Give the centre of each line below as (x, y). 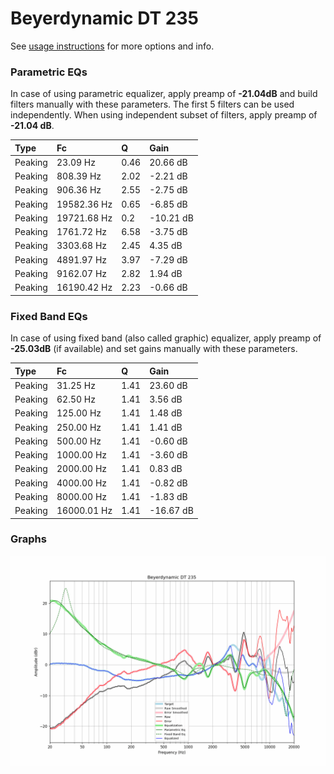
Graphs (28, 539)
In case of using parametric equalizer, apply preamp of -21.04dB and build (164, 94)
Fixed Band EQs (49, 316)
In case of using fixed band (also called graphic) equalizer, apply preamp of (166, 338)
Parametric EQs (49, 72)
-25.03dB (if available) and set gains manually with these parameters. (154, 349)
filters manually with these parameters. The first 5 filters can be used (152, 104)
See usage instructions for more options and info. (112, 46)
